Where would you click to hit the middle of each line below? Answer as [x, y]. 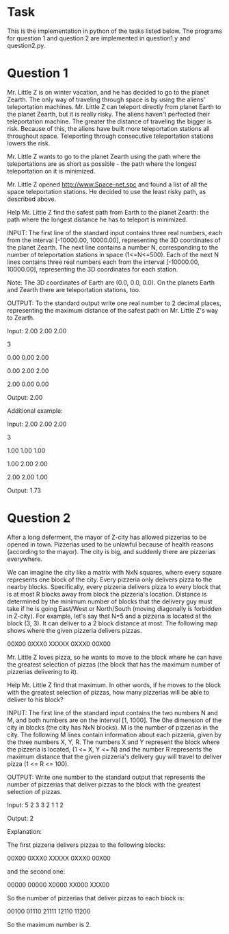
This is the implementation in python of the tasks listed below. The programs [114, 31]
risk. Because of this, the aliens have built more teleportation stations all [108, 128]
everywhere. [25, 559]
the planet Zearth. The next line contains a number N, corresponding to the [113, 247]
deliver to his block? [35, 699]
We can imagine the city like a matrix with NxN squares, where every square [114, 572]
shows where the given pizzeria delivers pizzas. [75, 630]
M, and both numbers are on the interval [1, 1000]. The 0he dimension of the [114, 720]
